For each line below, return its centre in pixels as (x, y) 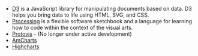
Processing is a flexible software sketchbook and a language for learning (102, 21)
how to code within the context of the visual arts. (72, 27)
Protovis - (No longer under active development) (72, 34)
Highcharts (25, 46)
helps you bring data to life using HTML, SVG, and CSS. (80, 15)
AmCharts (24, 40)
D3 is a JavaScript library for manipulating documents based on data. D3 (102, 9)
